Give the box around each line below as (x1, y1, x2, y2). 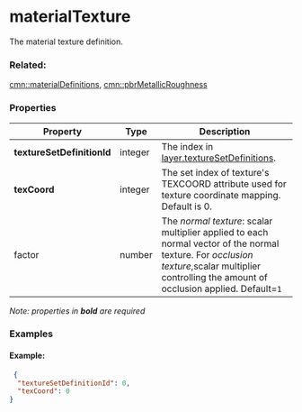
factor (13, 248, 40, 261)
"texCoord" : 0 (17, 387, 70, 396)
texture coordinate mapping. (161, 188, 281, 201)
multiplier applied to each (161, 225, 269, 238)
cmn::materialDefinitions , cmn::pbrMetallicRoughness (9, 79, 209, 90)
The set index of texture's (161, 166, 270, 179)
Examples (9, 327, 54, 340)
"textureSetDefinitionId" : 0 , (17, 379, 130, 388)
